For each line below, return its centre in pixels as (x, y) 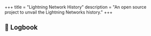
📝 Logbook (21, 27)
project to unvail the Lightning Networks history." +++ (59, 12)
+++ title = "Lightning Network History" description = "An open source (75, 7)
